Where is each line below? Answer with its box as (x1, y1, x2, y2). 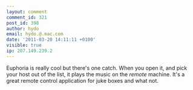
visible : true (6, 43, 42, 49)
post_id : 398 (6, 20, 39, 26)
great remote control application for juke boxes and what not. (6, 77, 159, 84)
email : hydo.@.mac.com (6, 31, 64, 37)
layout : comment (6, 8, 47, 15)
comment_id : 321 (6, 14, 47, 20)
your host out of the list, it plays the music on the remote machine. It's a (6, 70, 185, 78)
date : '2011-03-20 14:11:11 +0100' (6, 37, 96, 43)
